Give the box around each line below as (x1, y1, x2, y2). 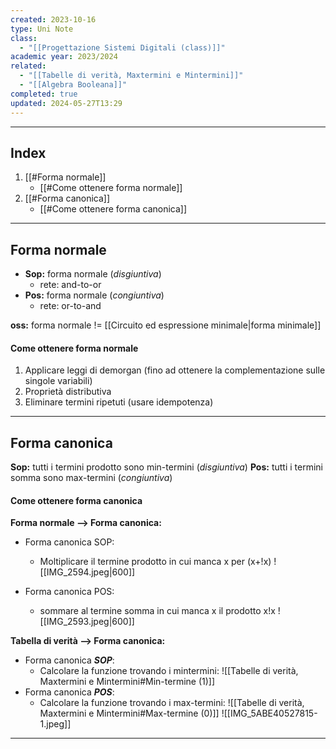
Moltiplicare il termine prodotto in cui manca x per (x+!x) (39, 556, 272, 568)
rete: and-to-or (39, 279, 102, 291)
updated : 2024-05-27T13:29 (10, 98, 123, 108)
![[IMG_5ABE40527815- (221, 707, 318, 720)
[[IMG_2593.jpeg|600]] (39, 616, 135, 628)
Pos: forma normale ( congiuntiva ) (24, 289, 165, 301)
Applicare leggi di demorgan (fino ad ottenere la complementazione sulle (24, 364, 326, 376)
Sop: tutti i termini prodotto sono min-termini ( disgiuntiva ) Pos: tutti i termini (10, 461, 323, 473)
